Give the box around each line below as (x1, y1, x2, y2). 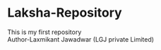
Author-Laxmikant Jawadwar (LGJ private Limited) (7, 35, 154, 43)
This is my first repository (7, 28, 82, 36)
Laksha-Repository (7, 5, 122, 21)
